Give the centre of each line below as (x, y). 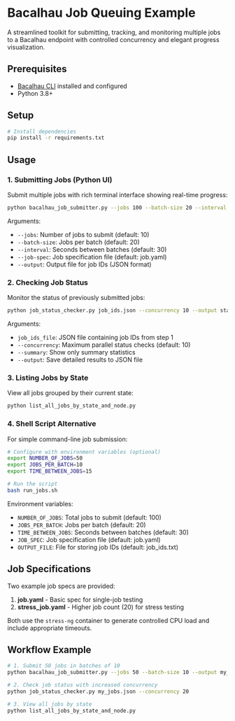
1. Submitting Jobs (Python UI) (60, 180)
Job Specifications (49, 569)
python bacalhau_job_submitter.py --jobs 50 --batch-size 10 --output (112, 673)
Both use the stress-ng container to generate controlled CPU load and (108, 620)
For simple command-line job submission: (67, 439)
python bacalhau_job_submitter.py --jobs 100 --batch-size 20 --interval (117, 208)
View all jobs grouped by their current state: (71, 393)
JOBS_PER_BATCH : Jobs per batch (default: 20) (81, 524)
